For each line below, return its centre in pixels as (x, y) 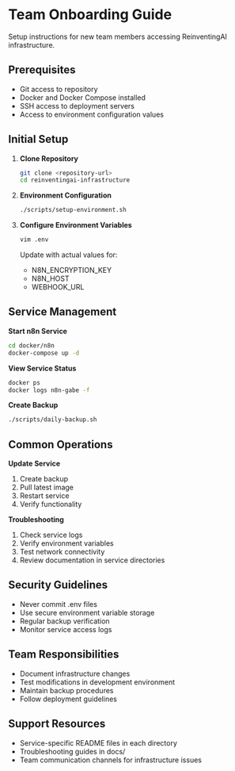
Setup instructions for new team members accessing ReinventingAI (118, 36)
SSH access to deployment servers (77, 105)
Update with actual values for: (68, 255)
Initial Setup (38, 139)
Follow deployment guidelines (68, 699)
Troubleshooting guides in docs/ (72, 751)
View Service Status (42, 368)
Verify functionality (51, 504)
